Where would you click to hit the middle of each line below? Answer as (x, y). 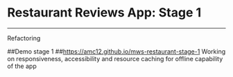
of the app (22, 66)
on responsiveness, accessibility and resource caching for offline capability (115, 58)
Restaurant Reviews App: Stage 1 (104, 13)
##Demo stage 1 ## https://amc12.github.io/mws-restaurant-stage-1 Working (116, 51)
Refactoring (24, 38)
